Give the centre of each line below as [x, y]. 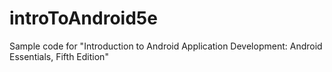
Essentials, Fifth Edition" [59, 56]
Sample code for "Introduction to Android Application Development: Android [166, 46]
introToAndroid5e [83, 18]
